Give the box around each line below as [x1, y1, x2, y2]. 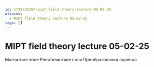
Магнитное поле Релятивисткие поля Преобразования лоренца [5, 57, 137, 63]
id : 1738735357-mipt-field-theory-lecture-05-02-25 [5, 7, 111, 12]
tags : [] [5, 20, 23, 25]
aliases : [5, 11, 23, 16]
